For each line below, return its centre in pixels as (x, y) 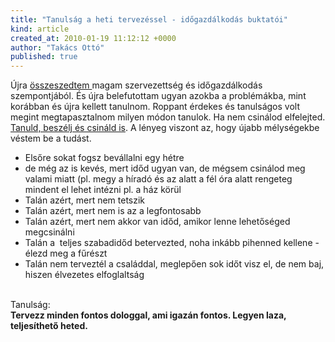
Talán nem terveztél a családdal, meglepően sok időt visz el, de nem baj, (174, 264)
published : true (44, 57)
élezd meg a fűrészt (66, 253)
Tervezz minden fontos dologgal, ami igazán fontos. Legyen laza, (148, 315)
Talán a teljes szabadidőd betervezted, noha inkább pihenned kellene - (172, 243)
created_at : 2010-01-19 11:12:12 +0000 (93, 38)
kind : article (40, 29)
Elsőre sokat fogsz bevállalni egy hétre (104, 158)
